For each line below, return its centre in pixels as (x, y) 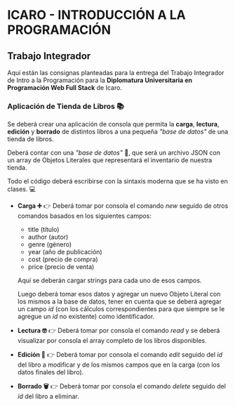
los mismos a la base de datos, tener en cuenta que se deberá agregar (120, 301)
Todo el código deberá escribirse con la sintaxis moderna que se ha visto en (117, 181)
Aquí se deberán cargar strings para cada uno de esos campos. (109, 280)
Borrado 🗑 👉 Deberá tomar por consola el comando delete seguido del (122, 386)
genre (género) (50, 244)
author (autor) (48, 237)
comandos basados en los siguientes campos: (85, 216)
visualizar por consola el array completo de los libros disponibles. (112, 341)
